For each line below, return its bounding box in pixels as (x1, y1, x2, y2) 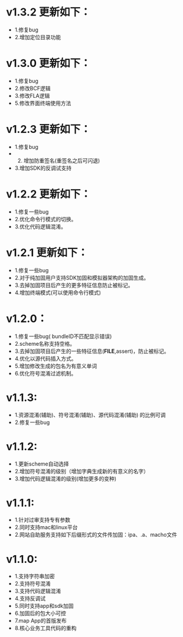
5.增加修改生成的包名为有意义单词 (14, 362, 97, 370)
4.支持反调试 (14, 595, 46, 602)
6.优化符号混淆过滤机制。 (14, 370, 77, 377)
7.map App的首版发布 (14, 617, 67, 625)
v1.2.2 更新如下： (6, 187, 91, 200)
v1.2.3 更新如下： (6, 123, 91, 136)
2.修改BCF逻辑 (14, 84, 51, 92)
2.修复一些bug (14, 419, 50, 426)
